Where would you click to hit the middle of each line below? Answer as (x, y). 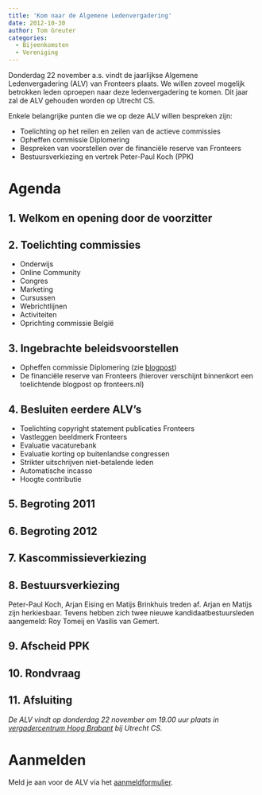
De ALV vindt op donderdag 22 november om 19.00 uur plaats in (114, 719)
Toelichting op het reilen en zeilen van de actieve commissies (120, 131)
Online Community (50, 273)
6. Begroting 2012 (53, 531)
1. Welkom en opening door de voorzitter (110, 218)
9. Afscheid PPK (49, 646)
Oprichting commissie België (67, 324)
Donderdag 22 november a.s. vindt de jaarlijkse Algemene (103, 75)
